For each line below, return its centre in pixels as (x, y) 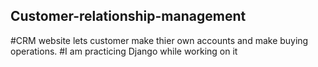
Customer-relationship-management (128, 16)
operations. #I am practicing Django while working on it (124, 51)
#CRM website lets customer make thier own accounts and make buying (159, 40)
